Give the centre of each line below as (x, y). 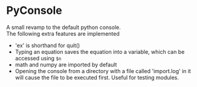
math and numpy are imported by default (66, 65)
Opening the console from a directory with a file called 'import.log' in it (103, 71)
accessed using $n (38, 58)
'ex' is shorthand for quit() (47, 45)
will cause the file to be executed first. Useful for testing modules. (97, 77)
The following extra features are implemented (63, 33)
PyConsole (34, 11)
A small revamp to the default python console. (63, 27)
